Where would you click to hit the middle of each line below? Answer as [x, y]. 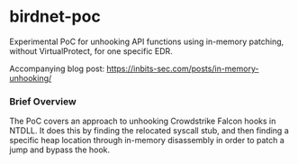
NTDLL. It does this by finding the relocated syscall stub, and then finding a [149, 131]
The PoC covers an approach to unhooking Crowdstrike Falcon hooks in [143, 121]
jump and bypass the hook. [60, 150]
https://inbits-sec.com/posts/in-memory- [183, 68]
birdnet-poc [55, 17]
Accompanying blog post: [57, 68]
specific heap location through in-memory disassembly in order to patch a [147, 141]
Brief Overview [43, 101]
